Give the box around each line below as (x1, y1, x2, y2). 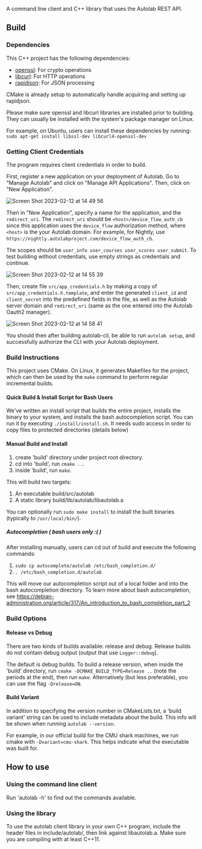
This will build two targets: (6, 478, 72, 485)
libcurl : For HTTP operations (14, 73, 86, 80)
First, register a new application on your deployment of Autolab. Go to (6, 172, 180, 180)
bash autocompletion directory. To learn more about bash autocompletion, (6, 586, 191, 593)
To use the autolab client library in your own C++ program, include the (6, 822, 181, 830)
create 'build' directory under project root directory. (14, 453, 144, 461)
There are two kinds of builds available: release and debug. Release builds (6, 642, 191, 650)
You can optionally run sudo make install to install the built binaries (6, 508, 175, 515)
